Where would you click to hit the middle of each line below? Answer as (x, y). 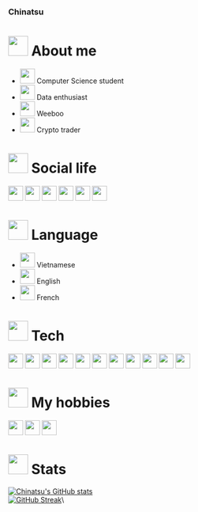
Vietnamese (56, 264)
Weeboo (50, 113)
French (48, 297)
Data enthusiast (62, 97)
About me (64, 51)
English (49, 281)
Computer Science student (80, 81)
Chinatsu (26, 12)
